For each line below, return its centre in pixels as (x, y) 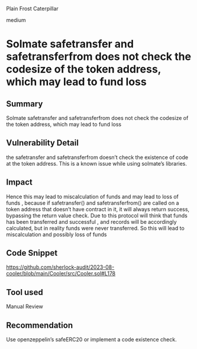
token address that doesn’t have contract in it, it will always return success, (98, 209)
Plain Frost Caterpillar (33, 9)
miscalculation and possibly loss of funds (56, 234)
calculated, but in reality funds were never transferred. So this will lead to (95, 228)
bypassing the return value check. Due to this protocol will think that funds (97, 215)
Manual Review (25, 307)
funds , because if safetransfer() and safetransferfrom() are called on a (93, 203)
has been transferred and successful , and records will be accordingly (91, 221)
